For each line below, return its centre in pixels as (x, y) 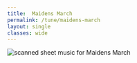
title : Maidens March (40, 13)
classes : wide (28, 33)
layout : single (29, 26)
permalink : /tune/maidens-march (54, 20)
